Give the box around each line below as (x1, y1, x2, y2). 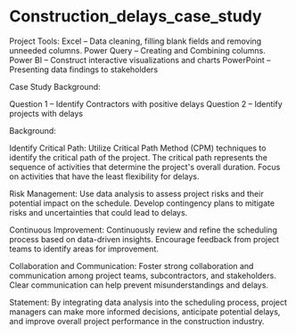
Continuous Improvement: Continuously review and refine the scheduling (9, 225, 278, 235)
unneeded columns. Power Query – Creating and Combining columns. (9, 45, 266, 55)
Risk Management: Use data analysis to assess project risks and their (9, 188, 265, 199)
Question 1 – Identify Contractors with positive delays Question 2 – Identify (9, 98, 283, 109)
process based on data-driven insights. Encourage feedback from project (9, 233, 279, 244)
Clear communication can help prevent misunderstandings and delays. (9, 279, 269, 290)
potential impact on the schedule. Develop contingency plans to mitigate (9, 198, 275, 208)
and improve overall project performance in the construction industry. (9, 315, 265, 326)
